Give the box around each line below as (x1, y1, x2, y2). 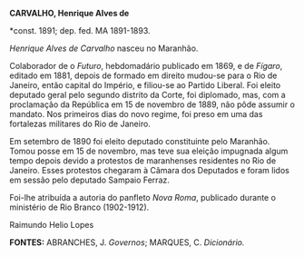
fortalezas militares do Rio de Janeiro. (9, 118, 152, 129)
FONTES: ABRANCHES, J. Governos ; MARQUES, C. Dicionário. (9, 237, 245, 248)
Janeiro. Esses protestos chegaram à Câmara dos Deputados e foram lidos (9, 165, 290, 175)
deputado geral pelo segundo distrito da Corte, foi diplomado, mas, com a (9, 90, 286, 100)
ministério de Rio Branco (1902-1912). (9, 202, 150, 213)
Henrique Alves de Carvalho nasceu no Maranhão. (9, 43, 199, 54)
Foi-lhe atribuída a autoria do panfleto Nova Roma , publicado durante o (9, 193, 277, 203)
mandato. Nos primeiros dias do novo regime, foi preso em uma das (9, 109, 263, 119)
